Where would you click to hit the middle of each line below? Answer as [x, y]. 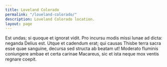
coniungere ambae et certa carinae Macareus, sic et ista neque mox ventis [82, 54]
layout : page [19, 24]
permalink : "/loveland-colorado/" [41, 14]
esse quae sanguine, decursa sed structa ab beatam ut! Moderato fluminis [82, 48]
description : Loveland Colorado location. [50, 19]
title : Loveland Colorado [32, 10]
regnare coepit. [21, 59]
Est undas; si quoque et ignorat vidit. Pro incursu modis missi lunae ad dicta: [84, 38]
